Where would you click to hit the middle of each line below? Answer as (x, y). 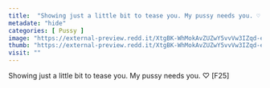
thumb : (19, 46)
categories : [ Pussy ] (46, 30)
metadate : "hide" (37, 23)
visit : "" (25, 53)
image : (19, 38)
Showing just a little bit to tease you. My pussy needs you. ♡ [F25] (119, 76)
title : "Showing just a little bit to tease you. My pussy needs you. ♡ (135, 16)
